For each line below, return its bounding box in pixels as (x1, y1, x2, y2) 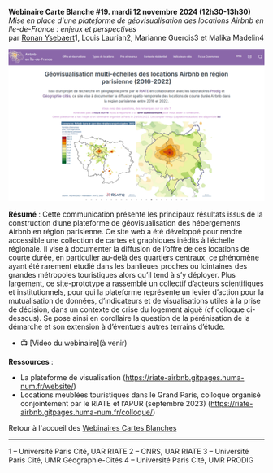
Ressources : (8, 357, 54, 367)
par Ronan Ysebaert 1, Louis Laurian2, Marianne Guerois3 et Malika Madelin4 (8, 33, 264, 42)
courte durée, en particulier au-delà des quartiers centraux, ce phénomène (8, 252, 260, 263)
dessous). (8, 313, 42, 323)
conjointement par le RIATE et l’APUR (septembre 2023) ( (19, 399, 211, 409)
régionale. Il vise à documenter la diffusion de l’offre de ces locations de (8, 244, 250, 254)
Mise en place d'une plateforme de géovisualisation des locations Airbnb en (8, 15, 264, 25)
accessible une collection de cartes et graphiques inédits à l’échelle (8, 235, 235, 245)
